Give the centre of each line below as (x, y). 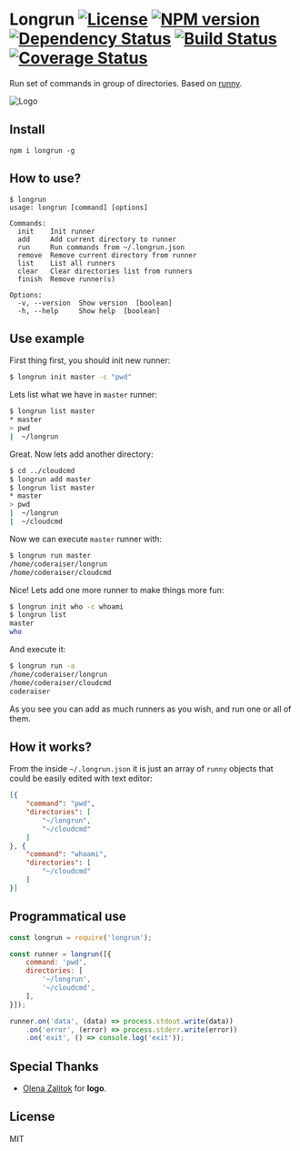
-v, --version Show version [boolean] (95, 303)
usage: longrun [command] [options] (79, 207)
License (32, 1117)
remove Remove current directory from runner (107, 255)
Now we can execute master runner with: (85, 539)
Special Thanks (54, 1066)
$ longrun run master (50, 555)
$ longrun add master (50, 479)
